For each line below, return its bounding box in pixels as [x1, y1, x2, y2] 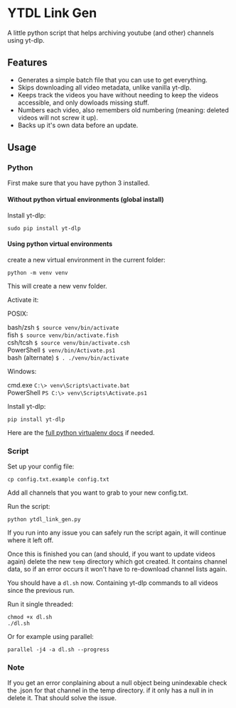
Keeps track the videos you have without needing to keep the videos [17, 90, 219, 99]
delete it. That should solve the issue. [7, 694, 117, 702]
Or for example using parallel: [7, 633, 94, 641]
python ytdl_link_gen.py [7, 516, 81, 523]
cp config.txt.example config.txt [7, 476, 110, 483]
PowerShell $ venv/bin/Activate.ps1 [7, 345, 116, 354]
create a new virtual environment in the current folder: [7, 255, 166, 264]
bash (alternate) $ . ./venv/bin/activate [7, 353, 129, 362]
